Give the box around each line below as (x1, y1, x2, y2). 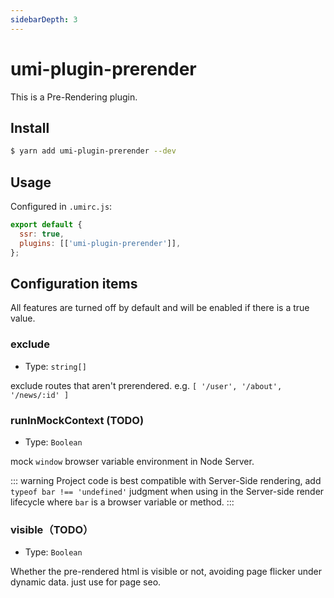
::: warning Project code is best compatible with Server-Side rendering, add (10, 474, 322, 486)
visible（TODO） (10, 522, 94, 536)
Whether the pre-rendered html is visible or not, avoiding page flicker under (10, 566, 322, 578)
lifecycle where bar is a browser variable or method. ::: (10, 496, 235, 508)
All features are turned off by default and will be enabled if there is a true (10, 302, 310, 314)
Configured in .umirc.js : (10, 201, 113, 213)
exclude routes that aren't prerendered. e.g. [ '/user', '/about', (10, 379, 283, 391)
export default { (10, 220, 83, 230)
